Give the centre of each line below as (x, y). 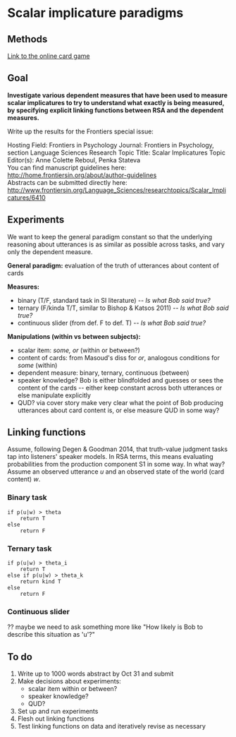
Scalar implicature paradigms (95, 13)
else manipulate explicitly (54, 395)
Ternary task (30, 549)
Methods (27, 39)
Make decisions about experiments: (69, 681)
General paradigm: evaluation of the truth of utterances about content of (113, 265)
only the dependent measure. (50, 251)
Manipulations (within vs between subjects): (74, 336)
